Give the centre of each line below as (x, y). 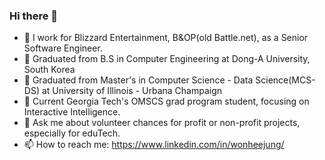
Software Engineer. (63, 48)
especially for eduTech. (72, 133)
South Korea (49, 70)
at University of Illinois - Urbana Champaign (132, 91)
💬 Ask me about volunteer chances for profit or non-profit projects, (162, 123)
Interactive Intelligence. (72, 112)
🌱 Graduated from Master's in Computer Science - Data (138, 80)
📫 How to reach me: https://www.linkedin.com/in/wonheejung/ (154, 145)
